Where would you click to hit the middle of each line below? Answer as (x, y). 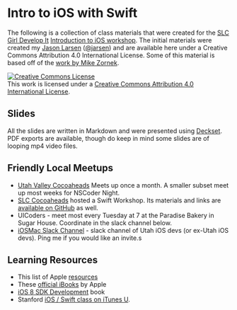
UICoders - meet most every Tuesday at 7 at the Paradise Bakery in (116, 215)
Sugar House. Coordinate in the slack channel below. (94, 223)
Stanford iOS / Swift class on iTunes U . (74, 299)
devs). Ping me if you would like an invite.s (80, 238)
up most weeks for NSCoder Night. (69, 193)
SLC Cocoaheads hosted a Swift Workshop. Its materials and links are (119, 200)
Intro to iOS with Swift (73, 13)
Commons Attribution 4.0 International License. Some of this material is (111, 55)
